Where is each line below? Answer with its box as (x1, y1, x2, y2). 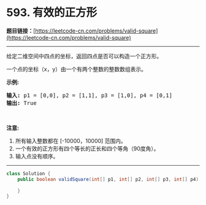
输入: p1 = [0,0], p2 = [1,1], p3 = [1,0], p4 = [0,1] (6, 91, 173, 99)
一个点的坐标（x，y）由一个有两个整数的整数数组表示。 (6, 65, 147, 72)
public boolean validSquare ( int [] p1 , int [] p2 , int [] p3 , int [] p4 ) (17, 176, 199, 182)
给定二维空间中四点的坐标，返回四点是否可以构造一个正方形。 (6, 52, 162, 60)
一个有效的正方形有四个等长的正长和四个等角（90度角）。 (15, 145, 159, 152)
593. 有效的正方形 (6, 6, 97, 20)
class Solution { (6, 170, 51, 177)
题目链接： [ (6, 27, 36, 34)
